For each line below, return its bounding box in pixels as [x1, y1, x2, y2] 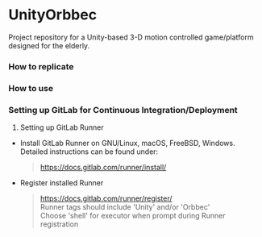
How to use [8, 82, 54, 94]
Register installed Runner [19, 178, 104, 188]
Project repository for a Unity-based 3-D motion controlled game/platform [8, 32, 254, 42]
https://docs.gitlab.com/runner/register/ [40, 193, 173, 203]
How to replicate [8, 60, 74, 72]
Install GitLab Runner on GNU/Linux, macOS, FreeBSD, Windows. [19, 139, 235, 148]
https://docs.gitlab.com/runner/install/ [40, 163, 167, 173]
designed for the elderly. [8, 40, 90, 50]
